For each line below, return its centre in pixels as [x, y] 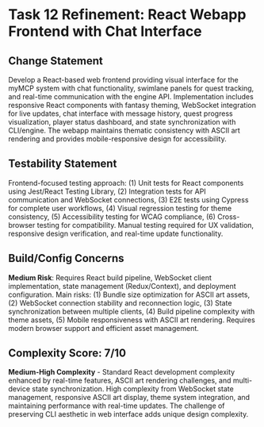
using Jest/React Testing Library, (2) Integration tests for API [107, 191]
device [19, 389]
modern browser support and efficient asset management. [104, 328]
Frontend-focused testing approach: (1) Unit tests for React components [126, 183]
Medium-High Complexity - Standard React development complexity [122, 372]
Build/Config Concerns [66, 258]
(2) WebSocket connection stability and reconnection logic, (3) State [120, 302]
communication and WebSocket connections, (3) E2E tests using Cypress [128, 199]
